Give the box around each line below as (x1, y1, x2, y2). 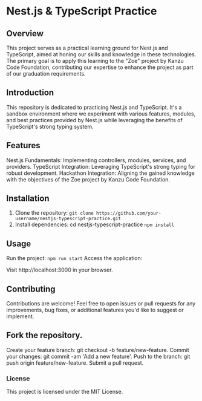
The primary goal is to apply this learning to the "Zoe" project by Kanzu (6, 57, 184, 64)
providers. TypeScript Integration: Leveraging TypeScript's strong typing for (6, 163, 195, 170)
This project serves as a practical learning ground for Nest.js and (6, 44, 168, 51)
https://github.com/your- (96, 210, 161, 217)
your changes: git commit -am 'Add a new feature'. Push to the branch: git (6, 353, 191, 360)
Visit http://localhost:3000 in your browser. (6, 266, 113, 273)
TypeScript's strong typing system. (6, 123, 94, 130)
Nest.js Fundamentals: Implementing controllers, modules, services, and (6, 156, 186, 164)
